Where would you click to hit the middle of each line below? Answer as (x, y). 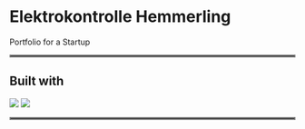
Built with (37, 81)
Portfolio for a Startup (50, 42)
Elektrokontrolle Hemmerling (120, 17)
